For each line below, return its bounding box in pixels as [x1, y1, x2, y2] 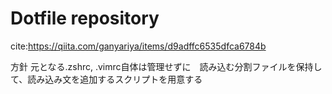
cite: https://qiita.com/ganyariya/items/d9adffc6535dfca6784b [10, 40, 267, 52]
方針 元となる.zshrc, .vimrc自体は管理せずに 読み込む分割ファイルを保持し [10, 60, 323, 72]
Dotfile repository [10, 7, 160, 30]
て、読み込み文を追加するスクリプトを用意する [10, 73, 203, 85]
